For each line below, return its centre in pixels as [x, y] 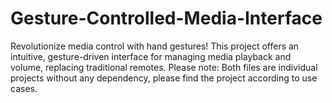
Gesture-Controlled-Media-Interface [166, 18]
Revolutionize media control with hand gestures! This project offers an [155, 46]
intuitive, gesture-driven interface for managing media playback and [151, 56]
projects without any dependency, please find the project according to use [164, 78]
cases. [24, 88]
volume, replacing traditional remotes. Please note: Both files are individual [164, 67]
